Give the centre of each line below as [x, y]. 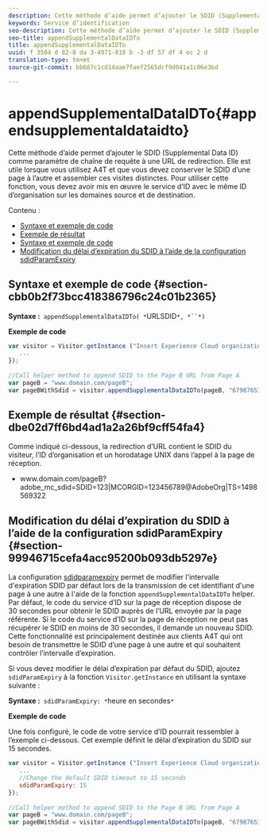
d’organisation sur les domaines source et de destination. [102, 195]
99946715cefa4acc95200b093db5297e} [113, 558]
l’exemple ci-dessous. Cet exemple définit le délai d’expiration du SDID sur [130, 740]
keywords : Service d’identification [69, 23]
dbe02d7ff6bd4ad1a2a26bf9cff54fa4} [106, 427]
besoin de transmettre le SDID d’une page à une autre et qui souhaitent [124, 645]
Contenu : [25, 210]
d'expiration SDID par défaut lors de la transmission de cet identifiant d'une [132, 586]
